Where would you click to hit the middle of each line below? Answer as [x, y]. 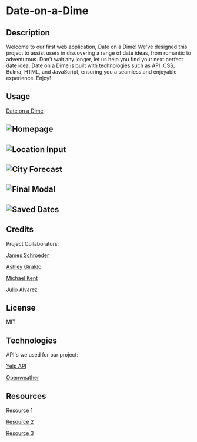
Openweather [23, 378]
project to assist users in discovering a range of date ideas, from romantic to [98, 53]
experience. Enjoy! [29, 78]
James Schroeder [28, 255]
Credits [20, 230]
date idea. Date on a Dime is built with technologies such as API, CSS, [91, 65]
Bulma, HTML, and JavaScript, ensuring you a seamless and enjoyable [91, 72]
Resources [26, 396]
